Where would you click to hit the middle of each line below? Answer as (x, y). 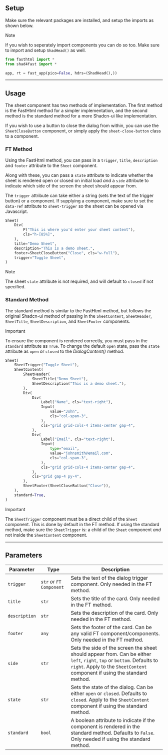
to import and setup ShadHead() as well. (45, 50)
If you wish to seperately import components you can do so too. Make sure (82, 45)
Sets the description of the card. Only (114, 613)
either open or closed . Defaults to (109, 693)
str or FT (51, 582)
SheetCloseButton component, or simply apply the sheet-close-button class (83, 131)
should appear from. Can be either (111, 654)
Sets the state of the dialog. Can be (112, 687)
